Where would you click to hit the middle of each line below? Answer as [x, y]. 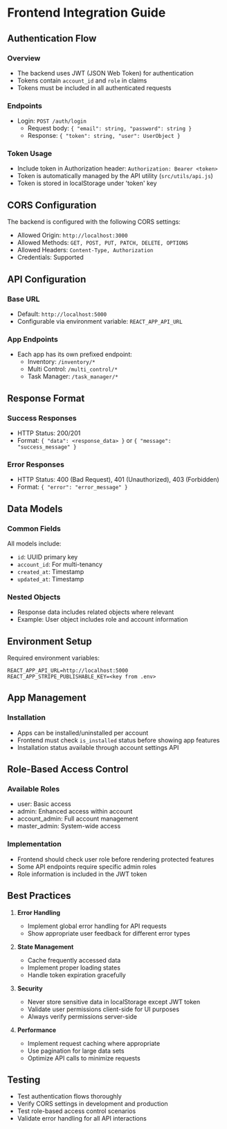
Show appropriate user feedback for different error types [109, 933]
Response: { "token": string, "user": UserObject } [104, 136]
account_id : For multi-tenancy [60, 564]
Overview [24, 58]
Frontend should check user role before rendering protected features [116, 859]
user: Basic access [44, 804]
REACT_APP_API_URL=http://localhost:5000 [68, 671]
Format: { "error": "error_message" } [72, 487]
